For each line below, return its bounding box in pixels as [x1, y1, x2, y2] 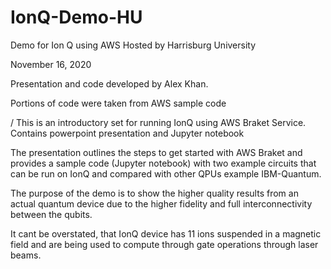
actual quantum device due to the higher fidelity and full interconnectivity [10, 197, 313, 210]
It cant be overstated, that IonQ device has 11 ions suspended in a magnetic [10, 227, 322, 240]
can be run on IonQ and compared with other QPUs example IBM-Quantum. [10, 167, 322, 180]
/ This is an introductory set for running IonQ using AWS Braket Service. [10, 116, 307, 128]
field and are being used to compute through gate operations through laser [10, 238, 319, 250]
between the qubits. [10, 208, 93, 220]
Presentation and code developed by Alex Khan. [10, 77, 209, 90]
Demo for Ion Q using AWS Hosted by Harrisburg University [10, 39, 257, 51]
